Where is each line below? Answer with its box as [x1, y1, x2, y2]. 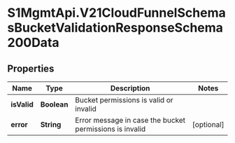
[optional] [192, 120, 225, 129]
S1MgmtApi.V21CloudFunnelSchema [7, 5, 226, 21]
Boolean [40, 100, 69, 109]
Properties [7, 62, 55, 74]
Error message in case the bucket [75, 116, 186, 125]
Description [110, 83, 150, 93]
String [40, 120, 62, 129]
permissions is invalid [75, 124, 146, 134]
